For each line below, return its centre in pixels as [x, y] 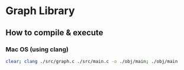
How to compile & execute [54, 33]
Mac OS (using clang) [37, 49]
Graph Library [40, 11]
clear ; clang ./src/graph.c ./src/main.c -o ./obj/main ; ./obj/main [92, 61]
